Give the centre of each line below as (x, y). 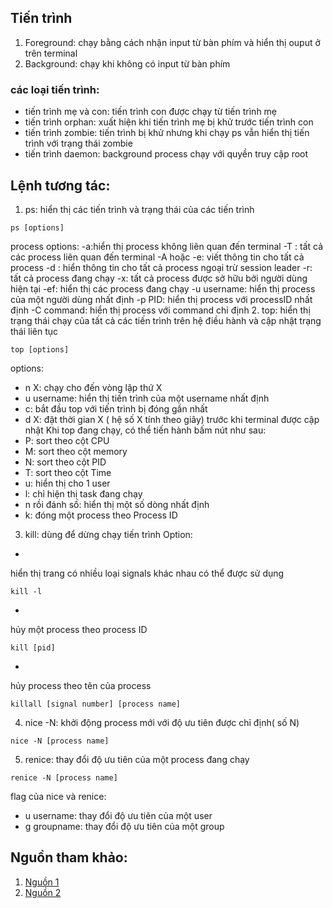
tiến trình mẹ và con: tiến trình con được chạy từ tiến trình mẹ (151, 112)
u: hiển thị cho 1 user (67, 483)
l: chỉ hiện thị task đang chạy (83, 493)
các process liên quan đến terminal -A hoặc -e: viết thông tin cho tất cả (157, 257)
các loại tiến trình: (55, 89)
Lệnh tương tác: (60, 185)
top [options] (40, 349)
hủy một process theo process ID (79, 629)
